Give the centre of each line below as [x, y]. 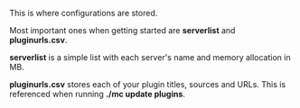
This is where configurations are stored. [84, 13]
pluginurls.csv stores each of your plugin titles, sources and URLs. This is [148, 84]
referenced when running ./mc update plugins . [97, 94]
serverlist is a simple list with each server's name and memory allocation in [150, 57]
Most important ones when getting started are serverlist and [122, 30]
